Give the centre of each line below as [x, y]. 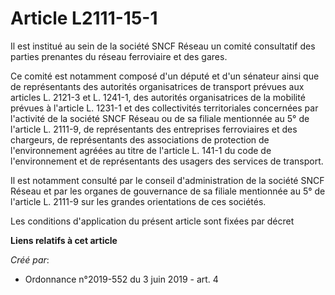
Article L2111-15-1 [84, 18]
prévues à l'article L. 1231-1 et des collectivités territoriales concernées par [164, 108]
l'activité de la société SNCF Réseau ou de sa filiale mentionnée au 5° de [160, 118]
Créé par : [30, 259]
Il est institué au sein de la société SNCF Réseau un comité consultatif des [163, 46]
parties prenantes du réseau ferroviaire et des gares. [119, 56]
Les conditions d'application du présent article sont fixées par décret [152, 221]
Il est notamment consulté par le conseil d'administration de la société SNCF [167, 180]
